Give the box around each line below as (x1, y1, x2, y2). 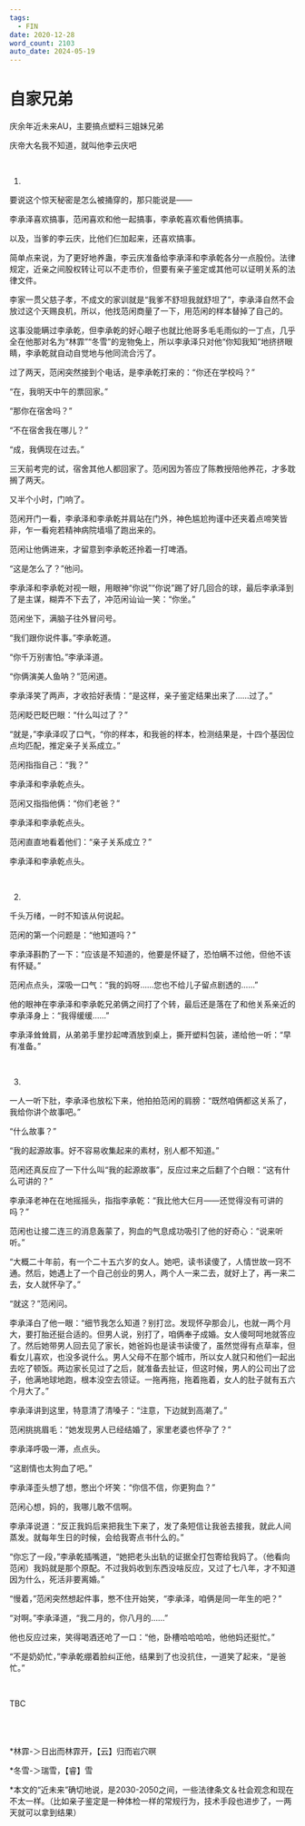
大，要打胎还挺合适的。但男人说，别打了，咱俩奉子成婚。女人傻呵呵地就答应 (9, 1329, 296, 1340)
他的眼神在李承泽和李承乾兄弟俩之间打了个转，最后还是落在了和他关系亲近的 (9, 999, 296, 1010)
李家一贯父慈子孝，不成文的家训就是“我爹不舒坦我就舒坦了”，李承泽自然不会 (9, 294, 295, 305)
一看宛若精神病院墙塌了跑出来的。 (33, 525, 161, 535)
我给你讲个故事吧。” (9, 1106, 82, 1117)
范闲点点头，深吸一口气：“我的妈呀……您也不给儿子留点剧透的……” (9, 979, 259, 990)
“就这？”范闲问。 (9, 1299, 73, 1310)
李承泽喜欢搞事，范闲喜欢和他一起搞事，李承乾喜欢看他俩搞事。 (9, 214, 248, 225)
